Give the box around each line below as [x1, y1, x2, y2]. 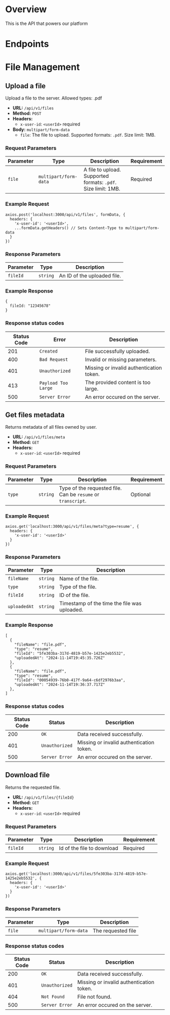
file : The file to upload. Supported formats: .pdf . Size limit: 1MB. [20, 132, 156, 138]
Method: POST [12, 110, 41, 116]
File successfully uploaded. [85, 347, 150, 355]
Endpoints [5, 38, 49, 50]
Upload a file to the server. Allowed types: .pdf [5, 95, 102, 101]
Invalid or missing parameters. [85, 356, 157, 363]
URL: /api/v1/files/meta [12, 434, 65, 440]
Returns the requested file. [5, 784, 61, 790]
